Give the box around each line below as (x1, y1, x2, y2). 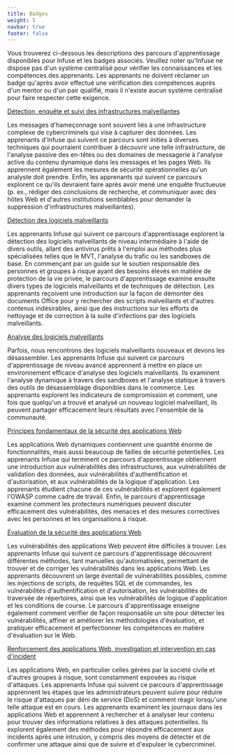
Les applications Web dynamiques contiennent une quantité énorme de (7, 441, 213, 449)
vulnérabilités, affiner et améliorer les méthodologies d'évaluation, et (7, 616, 205, 625)
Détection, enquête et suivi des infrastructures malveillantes (7, 107, 180, 116)
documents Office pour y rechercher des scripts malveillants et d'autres (7, 297, 214, 305)
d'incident (7, 652, 36, 660)
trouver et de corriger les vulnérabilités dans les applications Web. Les (7, 564, 210, 573)
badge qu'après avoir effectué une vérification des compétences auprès (7, 78, 216, 88)
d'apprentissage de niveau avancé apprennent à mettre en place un (7, 361, 203, 370)
